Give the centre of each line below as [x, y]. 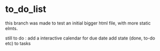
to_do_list [26, 9]
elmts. [11, 28]
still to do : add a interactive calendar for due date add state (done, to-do [80, 38]
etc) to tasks [18, 43]
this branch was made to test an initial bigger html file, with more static [78, 23]
